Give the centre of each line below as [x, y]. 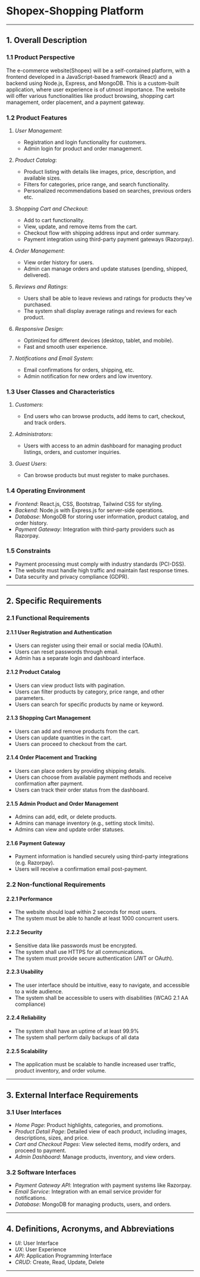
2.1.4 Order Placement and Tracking [51, 757]
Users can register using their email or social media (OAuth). [89, 646]
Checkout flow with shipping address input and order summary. [101, 233]
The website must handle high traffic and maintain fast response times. [102, 570]
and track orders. [45, 423]
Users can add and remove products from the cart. [77, 731]
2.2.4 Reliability [26, 1018]
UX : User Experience [40, 1250]
